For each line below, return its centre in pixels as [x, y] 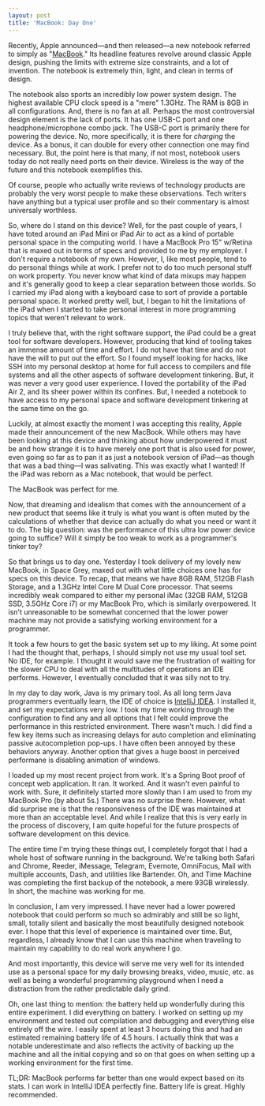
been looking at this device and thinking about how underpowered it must [128, 440]
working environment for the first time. [71, 1063]
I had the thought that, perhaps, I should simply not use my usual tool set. [127, 652]
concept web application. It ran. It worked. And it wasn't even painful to [124, 783]
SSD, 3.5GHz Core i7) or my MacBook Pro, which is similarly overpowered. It [132, 603]
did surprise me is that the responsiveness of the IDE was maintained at [125, 809]
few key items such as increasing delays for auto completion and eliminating [132, 734]
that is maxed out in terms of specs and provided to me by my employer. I [127, 250]
